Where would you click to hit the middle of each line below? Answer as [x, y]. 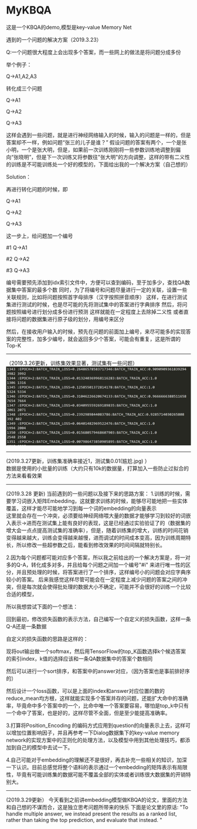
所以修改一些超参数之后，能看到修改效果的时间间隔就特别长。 [91, 545]
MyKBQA [29, 10]
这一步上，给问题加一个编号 [40, 236]
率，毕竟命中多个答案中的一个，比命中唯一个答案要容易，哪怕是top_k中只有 [97, 705]
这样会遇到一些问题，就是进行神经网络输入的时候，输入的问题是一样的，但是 [98, 135]
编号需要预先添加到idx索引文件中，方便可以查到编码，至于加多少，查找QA [96, 282]
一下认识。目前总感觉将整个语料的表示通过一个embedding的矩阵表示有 [92, 767]
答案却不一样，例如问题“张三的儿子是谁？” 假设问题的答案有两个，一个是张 [96, 142]
